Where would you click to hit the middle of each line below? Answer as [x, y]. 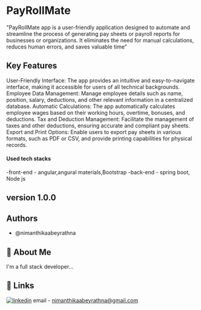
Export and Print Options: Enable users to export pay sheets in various [94, 132]
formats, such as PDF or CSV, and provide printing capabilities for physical [99, 138]
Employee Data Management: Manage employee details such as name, [95, 93]
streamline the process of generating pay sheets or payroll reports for [93, 33]
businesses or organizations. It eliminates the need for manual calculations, [100, 40]
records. [17, 145]
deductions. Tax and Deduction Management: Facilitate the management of [100, 119]
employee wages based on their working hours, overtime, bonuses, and [96, 112]
